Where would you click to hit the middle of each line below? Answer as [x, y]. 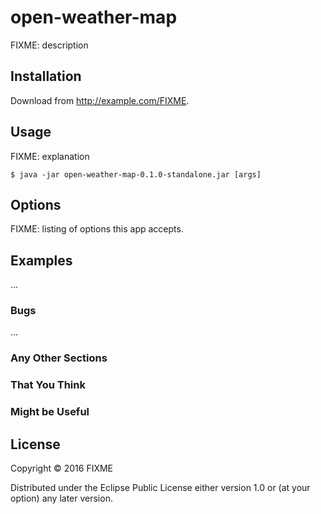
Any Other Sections [59, 358]
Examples [41, 260]
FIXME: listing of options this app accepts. [97, 229]
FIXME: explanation [50, 156]
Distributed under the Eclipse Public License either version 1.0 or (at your [160, 488]
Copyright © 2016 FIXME [62, 468]
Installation [46, 76]
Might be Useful [50, 412]
